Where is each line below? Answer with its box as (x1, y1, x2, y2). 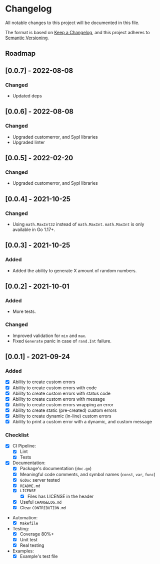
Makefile (19, 521, 38, 526)
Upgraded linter (12, 139, 45, 145)
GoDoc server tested (19, 477, 60, 483)
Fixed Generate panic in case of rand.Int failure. (12, 337, 111, 344)
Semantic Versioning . (5, 35, 49, 41)
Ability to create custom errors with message (12, 396, 105, 402)
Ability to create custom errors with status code (12, 390, 111, 396)
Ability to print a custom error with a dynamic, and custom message (12, 418, 152, 424)
